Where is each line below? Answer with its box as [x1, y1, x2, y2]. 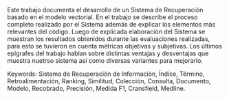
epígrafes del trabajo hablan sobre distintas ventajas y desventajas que [7, 49, 209, 57]
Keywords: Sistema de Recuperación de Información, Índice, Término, [7, 70, 205, 78]
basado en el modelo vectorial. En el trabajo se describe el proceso [7, 13, 198, 21]
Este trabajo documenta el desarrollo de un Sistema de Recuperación [7, 6, 204, 14]
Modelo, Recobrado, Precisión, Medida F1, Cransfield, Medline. [7, 85, 186, 92]
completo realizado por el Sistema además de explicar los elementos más [7, 20, 216, 28]
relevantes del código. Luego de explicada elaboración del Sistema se [7, 27, 206, 36]
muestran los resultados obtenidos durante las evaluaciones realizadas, [7, 35, 210, 43]
